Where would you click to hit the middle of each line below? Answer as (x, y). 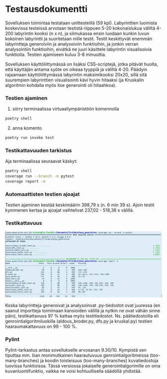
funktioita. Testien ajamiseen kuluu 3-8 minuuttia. (56, 54)
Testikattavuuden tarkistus (39, 150)
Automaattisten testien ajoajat (42, 194)
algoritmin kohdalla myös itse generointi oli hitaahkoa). (61, 85)
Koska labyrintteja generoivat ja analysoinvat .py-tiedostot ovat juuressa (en (83, 305)
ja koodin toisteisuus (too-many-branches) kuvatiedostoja (99, 360)
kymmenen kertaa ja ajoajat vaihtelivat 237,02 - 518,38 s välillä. (70, 210)
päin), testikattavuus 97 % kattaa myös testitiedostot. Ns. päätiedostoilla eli (82, 316)
